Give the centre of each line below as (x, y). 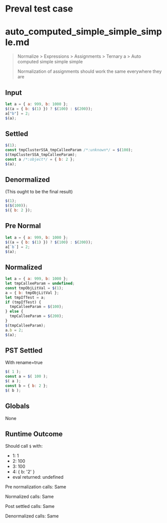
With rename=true (24, 363)
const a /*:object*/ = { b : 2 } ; (40, 159)
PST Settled (24, 350)
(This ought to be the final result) (39, 192)
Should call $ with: (24, 446)
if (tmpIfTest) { (23, 302)
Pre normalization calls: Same (36, 487)
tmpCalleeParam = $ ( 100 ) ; (37, 307)
